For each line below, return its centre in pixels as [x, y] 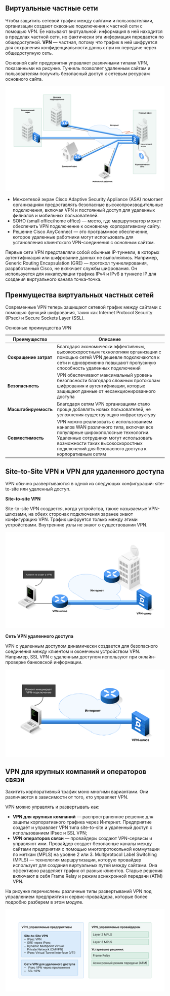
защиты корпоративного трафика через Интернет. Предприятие [82, 822]
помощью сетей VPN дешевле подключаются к [108, 357]
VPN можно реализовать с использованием [105, 421]
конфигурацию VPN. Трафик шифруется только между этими [72, 519]
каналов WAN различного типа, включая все [105, 427]
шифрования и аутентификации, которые [101, 386]
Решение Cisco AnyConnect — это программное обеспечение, [80, 231]
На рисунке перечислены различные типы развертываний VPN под [78, 891]
